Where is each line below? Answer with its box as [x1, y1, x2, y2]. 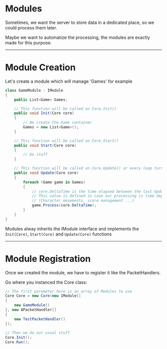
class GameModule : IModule [5, 88, 64, 93]
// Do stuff [23, 152, 48, 157]
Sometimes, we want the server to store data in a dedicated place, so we [5, 19, 155, 25]
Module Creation [5, 62, 76, 73]
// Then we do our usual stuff [5, 331, 70, 336]
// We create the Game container [23, 120, 92, 125]
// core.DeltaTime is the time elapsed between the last [31, 189, 153, 194]
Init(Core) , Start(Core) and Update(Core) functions [5, 231, 112, 237]
